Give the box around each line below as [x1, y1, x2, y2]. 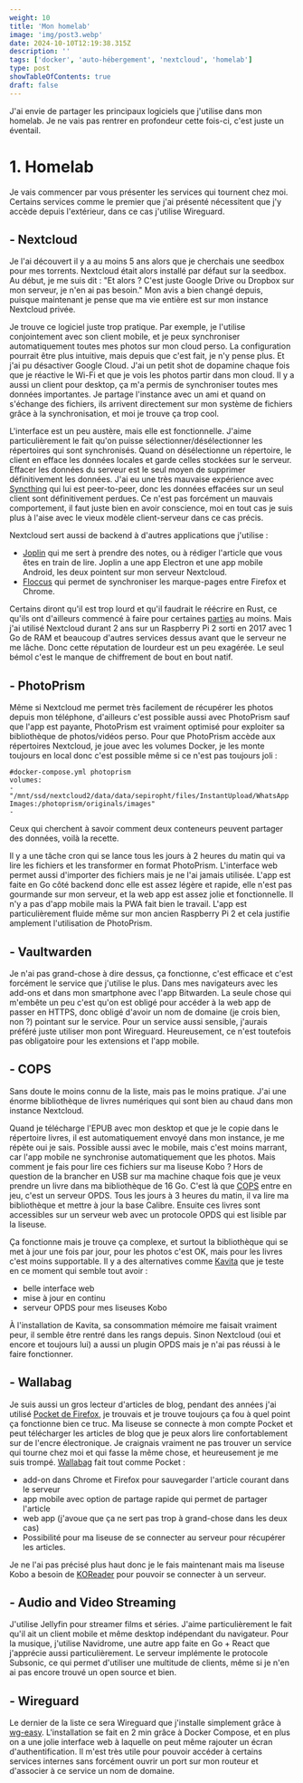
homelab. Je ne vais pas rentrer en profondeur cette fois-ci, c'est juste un [9, 115, 285, 126]
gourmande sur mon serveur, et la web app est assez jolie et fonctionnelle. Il [9, 889, 294, 900]
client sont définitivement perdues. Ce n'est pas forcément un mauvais [9, 493, 273, 504]
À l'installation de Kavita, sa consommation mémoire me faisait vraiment [9, 1319, 278, 1330]
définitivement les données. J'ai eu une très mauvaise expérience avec [9, 474, 274, 485]
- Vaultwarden [9, 944, 92, 959]
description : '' [9, 47, 71, 56]
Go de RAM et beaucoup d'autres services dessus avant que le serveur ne [9, 632, 287, 643]
